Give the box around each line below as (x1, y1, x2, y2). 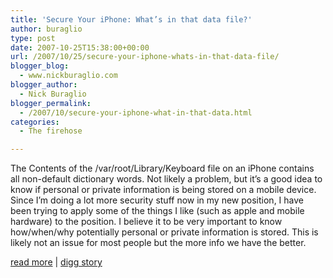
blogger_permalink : (10, 98, 92, 108)
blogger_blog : (10, 61, 70, 71)
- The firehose (19, 126, 83, 136)
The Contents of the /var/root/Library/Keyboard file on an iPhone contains (10, 162, 315, 175)
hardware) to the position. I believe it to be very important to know (10, 216, 283, 228)
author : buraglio (10, 24, 83, 34)
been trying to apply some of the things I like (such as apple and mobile (10, 205, 305, 217)
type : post (10, 33, 56, 43)
